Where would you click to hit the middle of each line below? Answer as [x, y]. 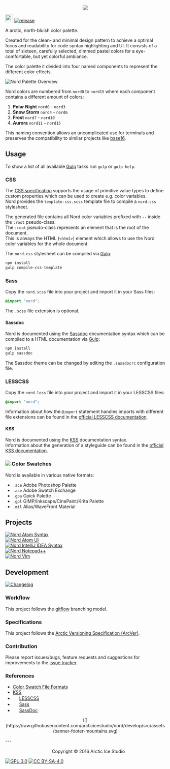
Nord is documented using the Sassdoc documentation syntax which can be [85, 334]
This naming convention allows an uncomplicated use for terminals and [80, 133]
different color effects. [29, 72]
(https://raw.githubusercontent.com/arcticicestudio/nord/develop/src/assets [85, 726]
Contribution [21, 646]
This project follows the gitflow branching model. [56, 609]
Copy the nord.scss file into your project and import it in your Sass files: [80, 292]
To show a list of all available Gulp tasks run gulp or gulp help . [71, 166]
